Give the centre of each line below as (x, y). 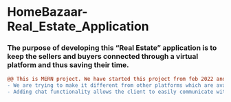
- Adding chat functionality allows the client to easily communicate (110, 92)
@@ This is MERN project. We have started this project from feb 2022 (110, 79)
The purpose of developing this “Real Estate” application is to (112, 48)
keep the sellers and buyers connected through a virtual (103, 57)
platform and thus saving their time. (68, 65)
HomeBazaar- (47, 12)
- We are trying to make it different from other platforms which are (110, 86)
